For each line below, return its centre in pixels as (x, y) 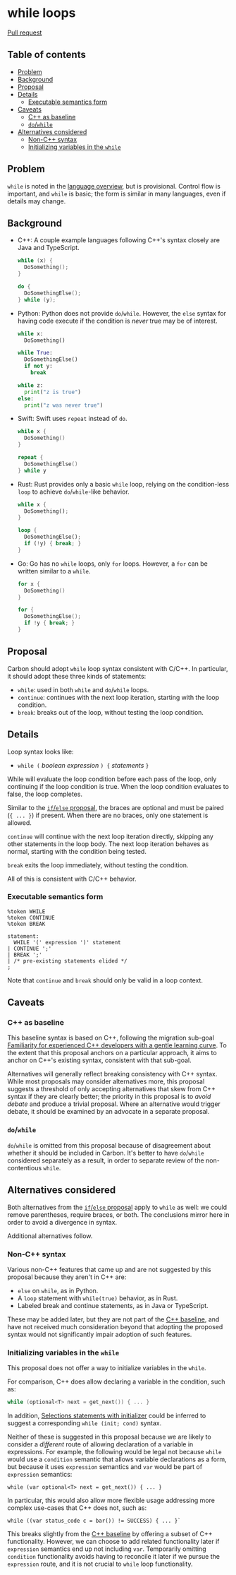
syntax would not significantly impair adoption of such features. (100, 1334)
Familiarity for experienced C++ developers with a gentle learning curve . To (117, 1045)
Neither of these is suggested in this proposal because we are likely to (109, 1437)
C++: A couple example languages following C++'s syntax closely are (119, 240)
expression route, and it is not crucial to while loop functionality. (100, 1564)
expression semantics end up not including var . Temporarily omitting (107, 1549)
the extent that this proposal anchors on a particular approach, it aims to (112, 1053)
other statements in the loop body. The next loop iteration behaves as (108, 844)
